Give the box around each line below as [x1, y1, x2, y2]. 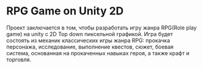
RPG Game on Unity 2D [6, 4, 124, 18]
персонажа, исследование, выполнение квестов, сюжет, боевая [6, 43, 174, 50]
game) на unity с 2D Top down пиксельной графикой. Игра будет [6, 30, 173, 37]
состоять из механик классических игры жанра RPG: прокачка [6, 37, 171, 44]
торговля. [6, 56, 32, 63]
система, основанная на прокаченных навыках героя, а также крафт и [6, 49, 190, 56]
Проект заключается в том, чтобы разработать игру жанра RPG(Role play [6, 24, 197, 31]
